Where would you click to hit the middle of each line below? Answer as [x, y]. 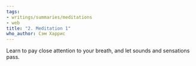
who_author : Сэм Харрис [36, 34]
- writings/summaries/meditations [49, 17]
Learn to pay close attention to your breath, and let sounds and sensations [98, 51]
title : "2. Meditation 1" [38, 28]
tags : [13, 12]
